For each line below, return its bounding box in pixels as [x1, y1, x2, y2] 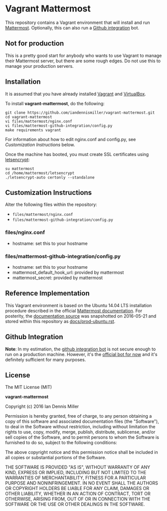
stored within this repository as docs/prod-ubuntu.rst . [5, 318, 116, 324]
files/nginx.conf [5, 229, 45, 236]
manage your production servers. [5, 63, 74, 69]
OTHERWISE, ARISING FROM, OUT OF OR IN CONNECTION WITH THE [5, 496, 151, 502]
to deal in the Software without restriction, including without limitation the [5, 424, 156, 430]
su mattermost [5, 166, 35, 171]
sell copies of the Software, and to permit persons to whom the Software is [5, 434, 160, 440]
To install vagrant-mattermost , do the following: [5, 100, 105, 106]
